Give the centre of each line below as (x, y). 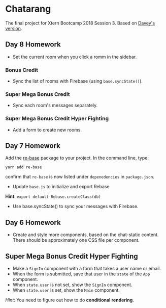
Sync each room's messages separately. (55, 106)
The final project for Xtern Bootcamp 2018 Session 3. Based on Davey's (80, 23)
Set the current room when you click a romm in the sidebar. (75, 57)
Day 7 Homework (33, 146)
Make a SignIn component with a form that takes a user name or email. (87, 269)
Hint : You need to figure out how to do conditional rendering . (70, 300)
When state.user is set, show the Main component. (66, 290)
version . (14, 28)
